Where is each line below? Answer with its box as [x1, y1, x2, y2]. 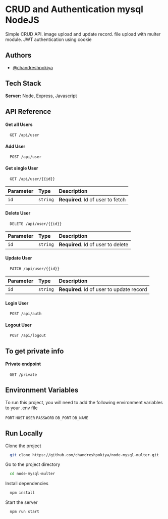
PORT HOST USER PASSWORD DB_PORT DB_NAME [5, 415, 89, 420]
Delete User [5, 210, 31, 216]
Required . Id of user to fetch [59, 196, 126, 203]
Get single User [5, 165, 39, 171]
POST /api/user [10, 154, 42, 160]
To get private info [5, 347, 64, 355]
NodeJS [5, 14, 39, 26]
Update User [5, 255, 32, 261]
